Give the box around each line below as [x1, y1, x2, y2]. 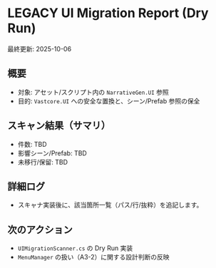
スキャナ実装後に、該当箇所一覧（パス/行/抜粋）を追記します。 [17, 201, 203, 210]
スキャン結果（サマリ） [7, 120, 110, 132]
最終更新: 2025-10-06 [7, 44, 72, 53]
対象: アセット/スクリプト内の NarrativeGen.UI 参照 [17, 88, 169, 96]
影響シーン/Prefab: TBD [17, 148, 87, 158]
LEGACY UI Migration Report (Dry [7, 5, 209, 21]
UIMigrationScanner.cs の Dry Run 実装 [17, 244, 133, 252]
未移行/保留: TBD [17, 158, 68, 166]
